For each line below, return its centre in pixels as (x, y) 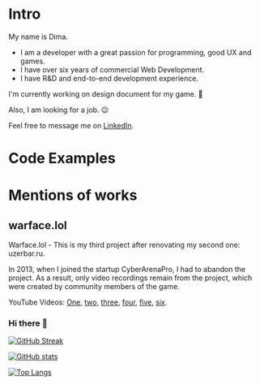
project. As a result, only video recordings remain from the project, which (130, 278)
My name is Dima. (38, 37)
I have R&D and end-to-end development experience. (109, 78)
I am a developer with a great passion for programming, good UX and (136, 52)
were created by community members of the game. (94, 287)
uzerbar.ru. (27, 253)
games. (33, 61)
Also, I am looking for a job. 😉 (59, 110)
